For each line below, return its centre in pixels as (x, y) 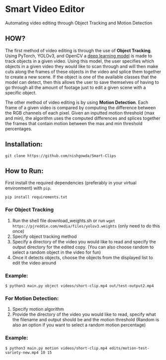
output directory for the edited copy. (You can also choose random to (83, 247)
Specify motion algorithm (38, 309)
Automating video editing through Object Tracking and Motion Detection (79, 23)
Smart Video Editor (45, 9)
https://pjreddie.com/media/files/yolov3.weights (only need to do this (86, 226)
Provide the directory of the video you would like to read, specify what (84, 314)
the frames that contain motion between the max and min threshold (74, 123)
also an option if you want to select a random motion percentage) (79, 325)
